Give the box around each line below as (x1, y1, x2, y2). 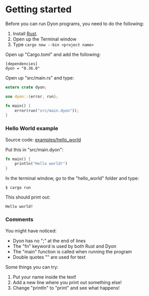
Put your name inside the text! (12, 273, 77, 280)
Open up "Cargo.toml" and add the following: (5, 51, 101, 57)
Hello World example (5, 125, 59, 132)
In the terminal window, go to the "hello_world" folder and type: (5, 175, 139, 182)
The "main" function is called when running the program (12, 248, 132, 254)
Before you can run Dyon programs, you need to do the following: (5, 21, 144, 27)
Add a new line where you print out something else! (12, 279, 122, 285)
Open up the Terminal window (12, 36, 77, 42)
